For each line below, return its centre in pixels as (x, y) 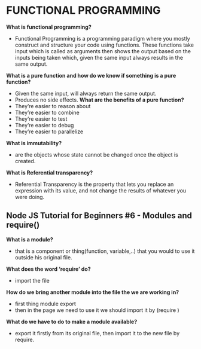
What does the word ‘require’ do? (48, 269)
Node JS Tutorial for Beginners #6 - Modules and (99, 216)
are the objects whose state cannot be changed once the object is (96, 154)
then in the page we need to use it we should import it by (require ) (97, 310)
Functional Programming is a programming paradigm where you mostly (102, 38)
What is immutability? (34, 143)
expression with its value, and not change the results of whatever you (100, 190)
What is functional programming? (49, 27)
